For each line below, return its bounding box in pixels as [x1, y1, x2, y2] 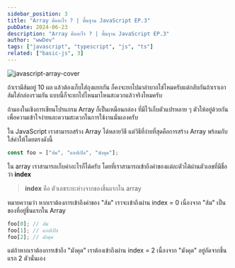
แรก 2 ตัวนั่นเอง [7, 254, 46, 262]
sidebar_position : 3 [7, 10, 69, 18]
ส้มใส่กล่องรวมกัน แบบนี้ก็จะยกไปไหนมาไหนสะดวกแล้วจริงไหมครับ [7, 91, 163, 99]
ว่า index [7, 170, 32, 178]
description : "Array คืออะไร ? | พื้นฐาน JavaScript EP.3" [7, 30, 170, 37]
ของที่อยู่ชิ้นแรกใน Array [7, 206, 66, 214]
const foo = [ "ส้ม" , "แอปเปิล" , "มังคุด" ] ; [7, 149, 119, 156]
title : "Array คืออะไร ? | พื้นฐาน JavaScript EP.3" [7, 17, 151, 24]
